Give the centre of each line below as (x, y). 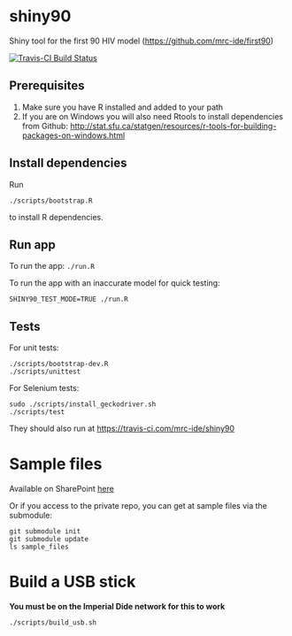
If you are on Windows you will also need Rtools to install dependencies (152, 116)
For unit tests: (34, 348)
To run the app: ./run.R (52, 266)
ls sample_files (39, 547)
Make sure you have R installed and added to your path (123, 107)
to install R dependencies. (56, 217)
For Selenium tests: (44, 388)
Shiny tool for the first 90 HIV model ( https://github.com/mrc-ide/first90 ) (142, 41)
